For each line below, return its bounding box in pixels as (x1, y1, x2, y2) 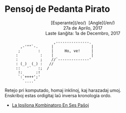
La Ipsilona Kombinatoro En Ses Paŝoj (11, 102, 89, 108)
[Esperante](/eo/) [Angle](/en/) (51, 20, 115, 26)
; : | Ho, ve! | (17, 48, 94, 53)
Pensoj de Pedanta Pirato (4, 3, 110, 15)
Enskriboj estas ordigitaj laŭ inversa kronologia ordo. (4, 92, 112, 98)
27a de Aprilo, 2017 (63, 25, 103, 31)
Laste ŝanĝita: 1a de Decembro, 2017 (45, 30, 121, 36)
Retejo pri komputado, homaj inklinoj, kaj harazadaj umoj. (4, 87, 122, 93)
